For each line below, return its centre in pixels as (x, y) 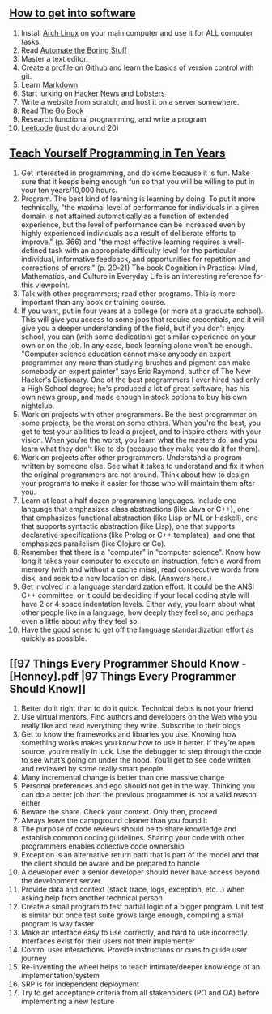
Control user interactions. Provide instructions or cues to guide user (134, 950)
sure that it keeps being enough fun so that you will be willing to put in (138, 181)
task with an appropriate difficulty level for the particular (142, 250)
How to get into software (72, 13)
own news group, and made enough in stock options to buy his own (134, 397)
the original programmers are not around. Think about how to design (135, 475)
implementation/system (60, 976)
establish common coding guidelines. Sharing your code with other (133, 838)
